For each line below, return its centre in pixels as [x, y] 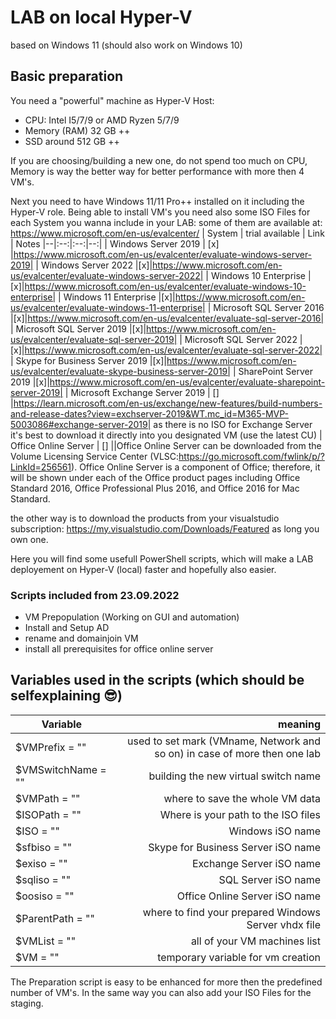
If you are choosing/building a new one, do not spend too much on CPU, [159, 160]
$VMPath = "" [48, 798]
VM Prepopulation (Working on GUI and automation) [132, 617]
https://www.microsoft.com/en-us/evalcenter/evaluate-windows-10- [165, 286]
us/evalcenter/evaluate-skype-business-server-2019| [120, 371]
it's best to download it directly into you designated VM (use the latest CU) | [166, 435]
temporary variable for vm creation [239, 957]
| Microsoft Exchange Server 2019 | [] [142, 392]
